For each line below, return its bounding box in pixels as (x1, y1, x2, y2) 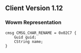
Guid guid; (14, 34, 37, 39)
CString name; (14, 39, 43, 44)
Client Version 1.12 (5, 4, 63, 12)
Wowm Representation (5, 19, 62, 26)
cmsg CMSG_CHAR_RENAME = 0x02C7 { (5, 30, 77, 35)
